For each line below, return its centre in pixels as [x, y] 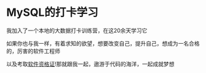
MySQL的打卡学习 [52, 12]
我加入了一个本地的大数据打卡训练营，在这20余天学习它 [77, 30]
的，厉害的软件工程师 [33, 51]
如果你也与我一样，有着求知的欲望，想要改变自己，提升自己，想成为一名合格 [103, 43]
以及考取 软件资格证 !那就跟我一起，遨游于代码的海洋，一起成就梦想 [90, 64]
